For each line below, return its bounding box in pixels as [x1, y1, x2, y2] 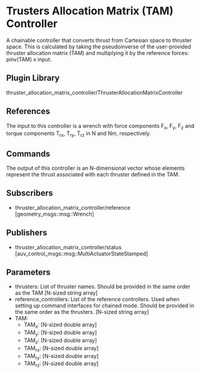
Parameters [6, 267, 51, 277]
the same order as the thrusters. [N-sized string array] [14, 308, 149, 316]
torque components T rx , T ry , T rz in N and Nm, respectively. [6, 130, 151, 139]
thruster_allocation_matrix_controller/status [14, 243, 122, 250]
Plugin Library [6, 73, 60, 83]
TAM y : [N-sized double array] [23, 329, 97, 337]
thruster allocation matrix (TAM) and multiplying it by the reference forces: [6, 49, 189, 56]
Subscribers [6, 188, 53, 198]
